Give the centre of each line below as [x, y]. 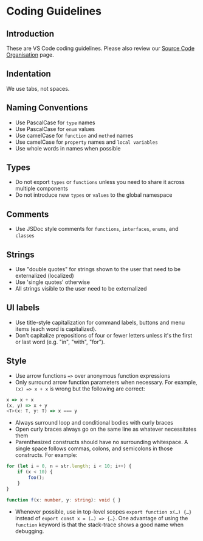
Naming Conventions [47, 108]
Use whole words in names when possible [68, 148]
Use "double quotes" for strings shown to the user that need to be [98, 269]
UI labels [23, 308]
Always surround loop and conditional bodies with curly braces [94, 423]
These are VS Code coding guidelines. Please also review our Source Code [101, 48]
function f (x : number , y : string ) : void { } [64, 500]
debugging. [29, 531]
